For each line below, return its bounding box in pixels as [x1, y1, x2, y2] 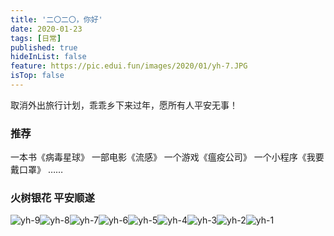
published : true [10, 42, 78, 53]
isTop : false [10, 71, 65, 81]
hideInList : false [10, 52, 87, 62]
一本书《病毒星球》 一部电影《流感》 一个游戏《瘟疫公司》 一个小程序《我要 [10, 151, 325, 163]
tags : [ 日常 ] [10, 33, 62, 43]
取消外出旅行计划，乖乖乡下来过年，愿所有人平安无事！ [10, 99, 238, 111]
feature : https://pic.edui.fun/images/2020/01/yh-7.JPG [10, 61, 248, 71]
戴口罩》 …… [10, 164, 64, 176]
